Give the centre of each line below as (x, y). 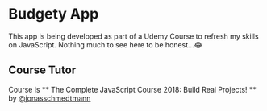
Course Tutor (42, 70)
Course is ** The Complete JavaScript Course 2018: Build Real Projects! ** (132, 89)
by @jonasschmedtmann (50, 98)
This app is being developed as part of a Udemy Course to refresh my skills (134, 36)
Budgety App (54, 14)
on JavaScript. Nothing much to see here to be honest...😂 (106, 44)
